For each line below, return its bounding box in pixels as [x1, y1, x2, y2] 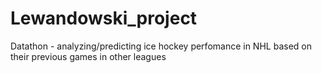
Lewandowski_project [10, 7, 198, 30]
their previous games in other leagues [10, 50, 167, 62]
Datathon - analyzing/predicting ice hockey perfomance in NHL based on [10, 40, 312, 52]
